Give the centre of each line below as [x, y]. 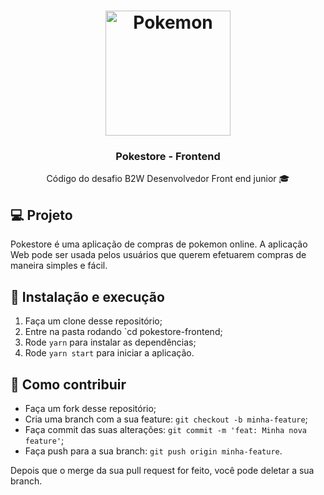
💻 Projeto [41, 215]
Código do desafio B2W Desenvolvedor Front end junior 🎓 [168, 179]
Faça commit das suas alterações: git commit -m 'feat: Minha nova [165, 429]
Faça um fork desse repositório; [90, 408]
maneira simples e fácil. [59, 266]
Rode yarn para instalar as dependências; [110, 342]
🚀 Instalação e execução [87, 296]
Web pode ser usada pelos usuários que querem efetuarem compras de [158, 255]
